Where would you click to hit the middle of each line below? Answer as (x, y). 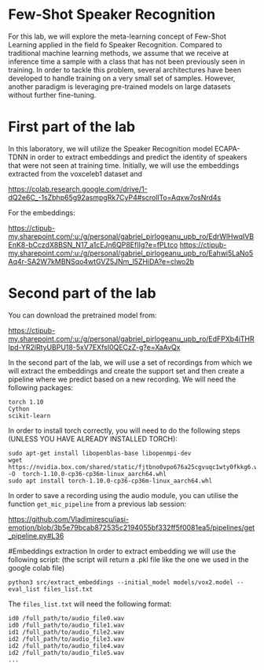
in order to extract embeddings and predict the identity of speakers (139, 157)
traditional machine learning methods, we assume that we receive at (119, 53)
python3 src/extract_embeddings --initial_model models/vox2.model (121, 582)
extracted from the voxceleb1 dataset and (75, 173)
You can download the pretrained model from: (82, 315)
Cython (19, 409)
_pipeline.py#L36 (36, 536)
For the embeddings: (42, 212)
